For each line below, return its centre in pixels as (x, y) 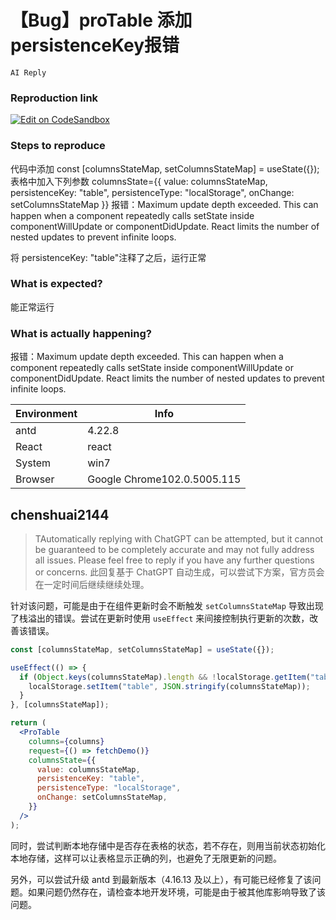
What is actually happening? (81, 333)
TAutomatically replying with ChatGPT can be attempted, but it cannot (179, 538)
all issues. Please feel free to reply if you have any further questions (174, 560)
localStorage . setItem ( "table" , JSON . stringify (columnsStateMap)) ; (169, 686)
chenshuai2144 (60, 514)
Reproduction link (54, 98)
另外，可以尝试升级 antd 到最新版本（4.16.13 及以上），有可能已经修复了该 (161, 879)
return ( (28, 723)
